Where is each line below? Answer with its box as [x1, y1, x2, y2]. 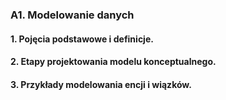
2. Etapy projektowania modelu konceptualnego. [10, 56, 217, 68]
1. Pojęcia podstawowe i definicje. [10, 33, 154, 45]
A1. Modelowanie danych [10, 8, 135, 22]
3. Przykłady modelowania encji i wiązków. [10, 78, 192, 90]
